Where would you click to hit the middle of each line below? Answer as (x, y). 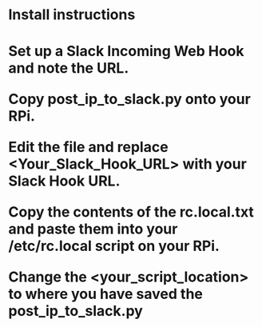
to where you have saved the (106, 294)
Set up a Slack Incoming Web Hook (126, 52)
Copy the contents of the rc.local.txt (131, 212)
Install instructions (72, 15)
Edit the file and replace (89, 148)
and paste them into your (93, 229)
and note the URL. (69, 68)
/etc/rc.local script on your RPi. (114, 246)
